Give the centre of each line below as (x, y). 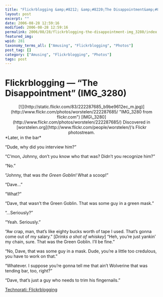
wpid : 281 (15, 41)
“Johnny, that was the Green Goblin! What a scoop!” (57, 175)
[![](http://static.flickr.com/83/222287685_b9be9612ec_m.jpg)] (81, 107)
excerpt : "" (17, 18)
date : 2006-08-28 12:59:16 (32, 23)
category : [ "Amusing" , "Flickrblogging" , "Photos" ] (58, 55)
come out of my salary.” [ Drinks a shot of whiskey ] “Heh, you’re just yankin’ (81, 237)
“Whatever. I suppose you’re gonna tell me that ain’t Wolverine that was (76, 266)
